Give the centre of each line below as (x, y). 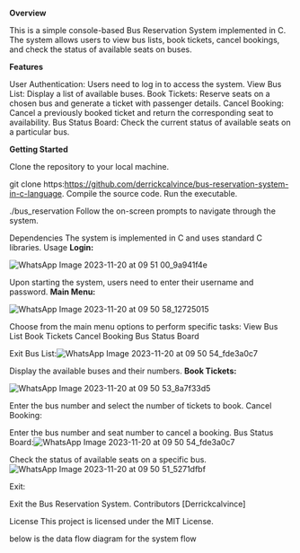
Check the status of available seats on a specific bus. (108, 460)
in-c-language (36, 193)
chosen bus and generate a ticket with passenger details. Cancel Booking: (147, 103)
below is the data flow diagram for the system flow (103, 539)
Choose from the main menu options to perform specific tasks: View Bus (144, 326)
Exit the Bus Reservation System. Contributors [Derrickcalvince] (128, 504)
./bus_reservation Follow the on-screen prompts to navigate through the (143, 211)
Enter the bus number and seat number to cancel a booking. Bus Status (141, 433)
